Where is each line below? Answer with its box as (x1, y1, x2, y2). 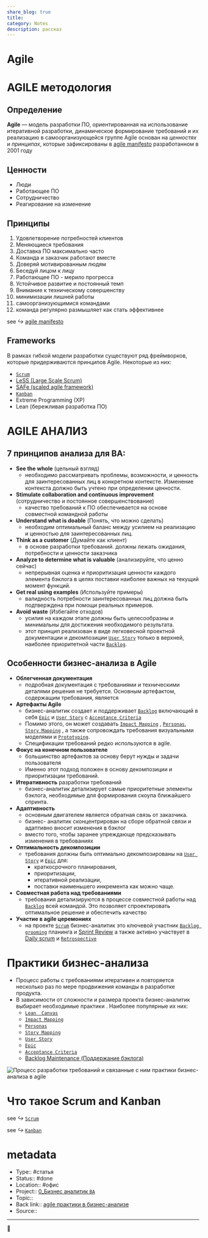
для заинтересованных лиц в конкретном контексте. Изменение (24, 478, 194, 485)
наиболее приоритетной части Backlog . (24, 640, 127, 648)
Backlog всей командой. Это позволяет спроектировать (24, 902, 170, 909)
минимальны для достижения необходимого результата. (24, 621, 174, 628)
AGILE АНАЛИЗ (7, 424, 88, 438)
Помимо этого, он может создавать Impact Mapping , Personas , (24, 720, 187, 727)
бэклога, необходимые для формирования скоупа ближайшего (24, 791, 191, 799)
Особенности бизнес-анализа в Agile (7, 658, 157, 669)
